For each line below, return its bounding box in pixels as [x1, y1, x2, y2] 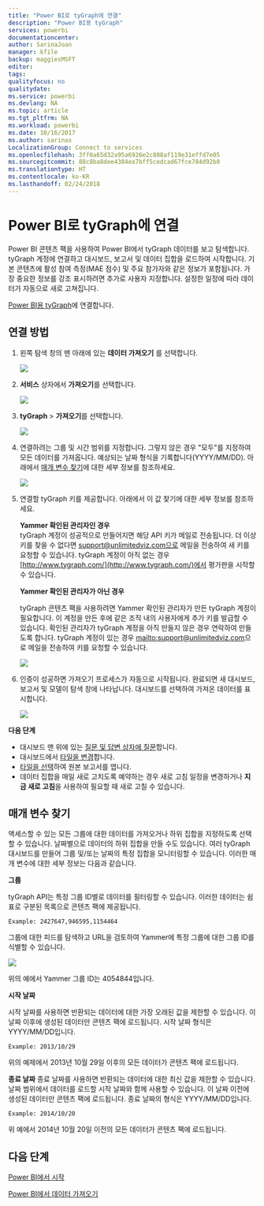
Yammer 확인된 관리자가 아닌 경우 [19, 586, 125, 596]
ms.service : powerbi [8, 92, 76, 100]
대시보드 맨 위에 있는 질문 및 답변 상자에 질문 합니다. [19, 742, 177, 751]
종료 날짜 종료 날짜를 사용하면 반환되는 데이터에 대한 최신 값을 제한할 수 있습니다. [8, 1074, 256, 1084]
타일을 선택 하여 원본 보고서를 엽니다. [19, 761, 132, 771]
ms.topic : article [8, 107, 69, 115]
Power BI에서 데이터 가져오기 [8, 1189, 99, 1199]
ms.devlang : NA [8, 99, 58, 107]
